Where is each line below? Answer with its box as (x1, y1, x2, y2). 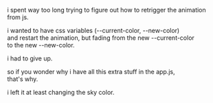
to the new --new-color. (7, 41, 75, 49)
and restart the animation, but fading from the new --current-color (7, 34, 194, 42)
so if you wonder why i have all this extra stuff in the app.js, (7, 68, 175, 76)
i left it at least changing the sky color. (7, 89, 115, 96)
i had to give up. (7, 54, 53, 62)
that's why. (7, 75, 38, 83)
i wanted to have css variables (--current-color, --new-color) (7, 27, 180, 34)
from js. (7, 13, 29, 21)
